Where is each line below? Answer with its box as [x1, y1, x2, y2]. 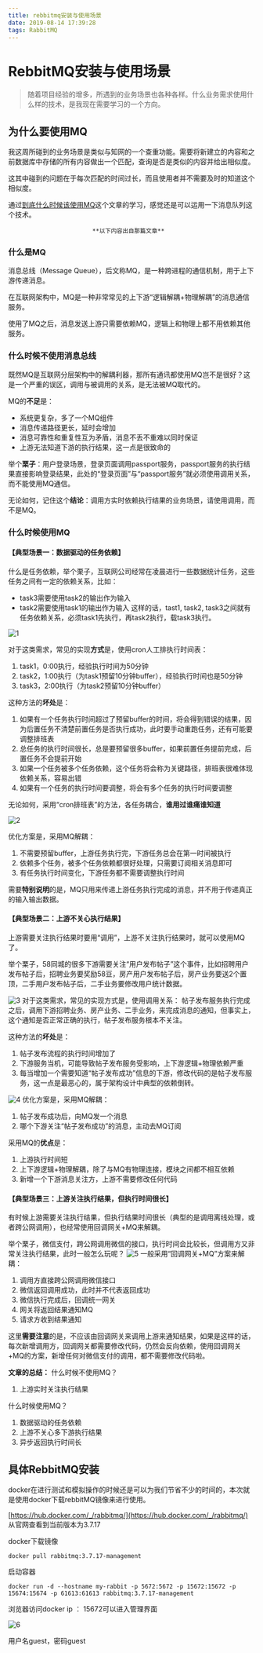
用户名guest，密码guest [8, 1637, 86, 1646]
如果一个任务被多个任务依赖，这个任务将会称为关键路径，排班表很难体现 [19, 763, 253, 773]
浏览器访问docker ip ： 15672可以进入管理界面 [8, 1604, 158, 1614]
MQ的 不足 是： [8, 396, 55, 405]
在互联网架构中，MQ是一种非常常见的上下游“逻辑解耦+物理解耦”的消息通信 [8, 292, 250, 302]
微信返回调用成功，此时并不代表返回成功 [19, 1285, 150, 1295]
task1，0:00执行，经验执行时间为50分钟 [19, 661, 149, 671]
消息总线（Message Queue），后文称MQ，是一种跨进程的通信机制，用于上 [8, 266, 248, 276]
